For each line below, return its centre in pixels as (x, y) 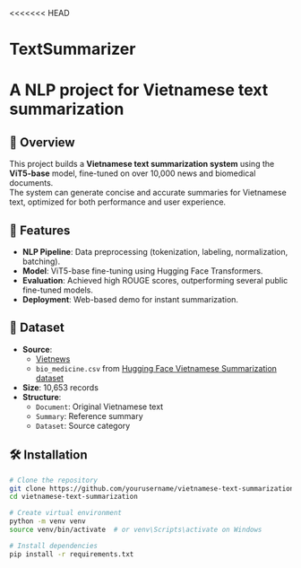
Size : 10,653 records (60, 387)
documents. (31, 183)
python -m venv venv (48, 521)
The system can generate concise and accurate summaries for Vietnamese (148, 193)
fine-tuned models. (58, 290)
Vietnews (53, 359)
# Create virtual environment (66, 513)
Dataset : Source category (83, 425)
